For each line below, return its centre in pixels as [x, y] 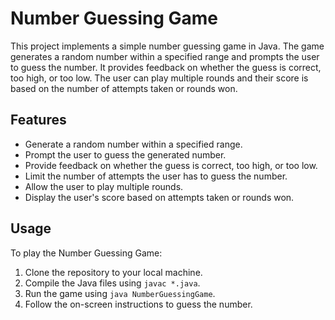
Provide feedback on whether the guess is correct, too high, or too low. [171, 165]
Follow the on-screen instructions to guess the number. [138, 304]
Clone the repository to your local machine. [113, 272]
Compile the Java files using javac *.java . [112, 283]
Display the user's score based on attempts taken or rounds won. [159, 197]
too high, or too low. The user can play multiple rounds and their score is [159, 78]
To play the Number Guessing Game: [86, 253]
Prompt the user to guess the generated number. [125, 154]
